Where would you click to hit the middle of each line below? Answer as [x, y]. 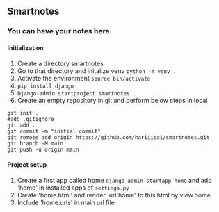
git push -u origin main [43, 149]
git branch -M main [35, 143]
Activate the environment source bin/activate [84, 78]
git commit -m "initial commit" [54, 131]
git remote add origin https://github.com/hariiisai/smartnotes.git [108, 137]
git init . [23, 113]
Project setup [27, 165]
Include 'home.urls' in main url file [66, 202]
